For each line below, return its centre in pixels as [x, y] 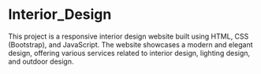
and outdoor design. [41, 61]
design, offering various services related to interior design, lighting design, [129, 53]
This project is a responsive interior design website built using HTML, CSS [129, 36]
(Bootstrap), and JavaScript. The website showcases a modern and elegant [131, 44]
